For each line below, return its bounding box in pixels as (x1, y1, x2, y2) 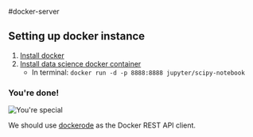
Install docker (19, 51, 65, 60)
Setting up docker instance (8, 29, 146, 43)
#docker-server (8, 7, 60, 16)
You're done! (8, 87, 60, 98)
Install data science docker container (19, 59, 142, 68)
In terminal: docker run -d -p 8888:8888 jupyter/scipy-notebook (31, 67, 245, 77)
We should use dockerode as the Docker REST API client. (8, 120, 197, 130)
